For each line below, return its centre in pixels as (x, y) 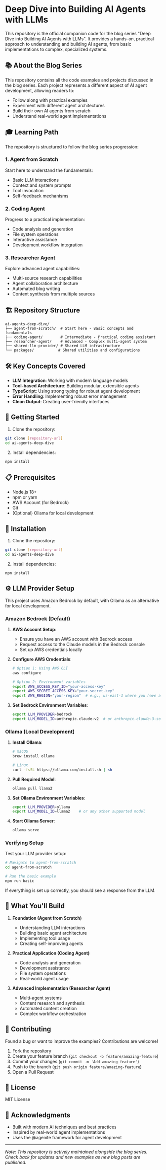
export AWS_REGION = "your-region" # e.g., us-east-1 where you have (84, 696)
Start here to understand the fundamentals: (49, 170)
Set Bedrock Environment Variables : (50, 705)
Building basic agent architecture (53, 933)
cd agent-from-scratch (28, 868)
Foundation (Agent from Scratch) (47, 918)
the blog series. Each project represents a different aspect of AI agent (76, 85)
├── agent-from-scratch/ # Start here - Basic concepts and (69, 329)
